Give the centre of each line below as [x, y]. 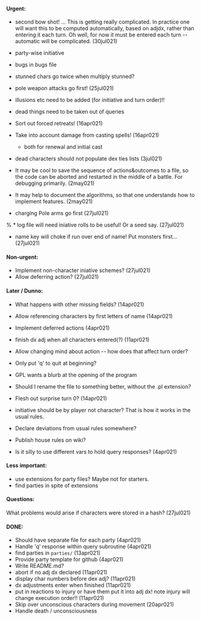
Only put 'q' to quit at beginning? [56, 363]
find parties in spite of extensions [56, 485]
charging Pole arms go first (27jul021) [62, 213]
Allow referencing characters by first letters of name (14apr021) [94, 316]
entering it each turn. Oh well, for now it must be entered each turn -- [101, 35]
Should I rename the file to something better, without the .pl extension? [103, 386]
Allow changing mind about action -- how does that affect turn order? [101, 351]
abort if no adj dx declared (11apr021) [61, 572]
